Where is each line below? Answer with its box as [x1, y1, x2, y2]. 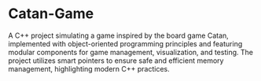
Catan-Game [8, 5, 94, 23]
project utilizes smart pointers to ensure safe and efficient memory [8, 56, 224, 65]
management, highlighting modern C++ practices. [8, 64, 171, 73]
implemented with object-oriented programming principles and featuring [8, 39, 243, 48]
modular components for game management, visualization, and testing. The [8, 47, 254, 57]
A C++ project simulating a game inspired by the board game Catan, [8, 31, 230, 40]
